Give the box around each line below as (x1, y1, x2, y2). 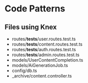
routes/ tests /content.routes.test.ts (11, 41, 83, 47)
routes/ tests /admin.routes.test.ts (11, 52, 80, 58)
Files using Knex (4, 23, 57, 31)
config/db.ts (11, 68, 37, 74)
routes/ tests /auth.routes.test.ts (11, 47, 76, 52)
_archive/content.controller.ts (11, 73, 72, 79)
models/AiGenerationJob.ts (11, 63, 68, 68)
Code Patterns (4, 3, 66, 14)
